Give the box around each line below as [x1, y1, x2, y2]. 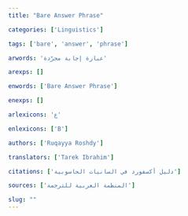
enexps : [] [8, 97, 44, 104]
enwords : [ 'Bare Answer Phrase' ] [8, 82, 118, 90]
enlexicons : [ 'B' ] [8, 125, 68, 133]
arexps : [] [8, 68, 44, 76]
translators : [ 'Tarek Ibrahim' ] [8, 153, 114, 161]
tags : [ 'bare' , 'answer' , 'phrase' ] [8, 40, 128, 48]
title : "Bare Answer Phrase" [8, 11, 104, 20]
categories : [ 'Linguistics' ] [8, 25, 104, 34]
